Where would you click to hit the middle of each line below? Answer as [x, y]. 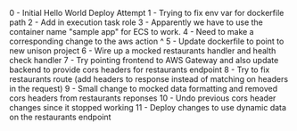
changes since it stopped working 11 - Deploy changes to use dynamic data [148, 107]
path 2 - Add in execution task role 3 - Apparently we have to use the [136, 22]
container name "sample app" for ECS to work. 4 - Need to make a [132, 32]
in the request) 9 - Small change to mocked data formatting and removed [144, 89]
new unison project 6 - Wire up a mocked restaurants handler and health [143, 51]
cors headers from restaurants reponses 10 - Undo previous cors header [143, 98]
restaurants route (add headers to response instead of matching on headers [148, 79]
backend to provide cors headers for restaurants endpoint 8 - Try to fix [140, 70]
